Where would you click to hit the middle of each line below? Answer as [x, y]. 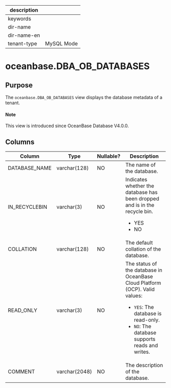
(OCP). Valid [140, 289]
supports [145, 339]
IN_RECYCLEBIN [27, 207]
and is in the [140, 205]
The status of [141, 264]
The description [144, 366]
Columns [20, 142]
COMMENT [21, 372]
